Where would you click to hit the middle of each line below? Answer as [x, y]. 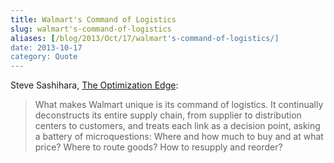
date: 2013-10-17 [46, 47]
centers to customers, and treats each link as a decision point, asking [177, 126]
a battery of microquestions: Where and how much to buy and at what [179, 137]
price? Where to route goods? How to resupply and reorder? [158, 147]
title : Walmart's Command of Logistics [93, 19]
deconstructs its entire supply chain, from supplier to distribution [168, 115]
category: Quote [44, 57]
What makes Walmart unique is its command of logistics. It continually [179, 105]
